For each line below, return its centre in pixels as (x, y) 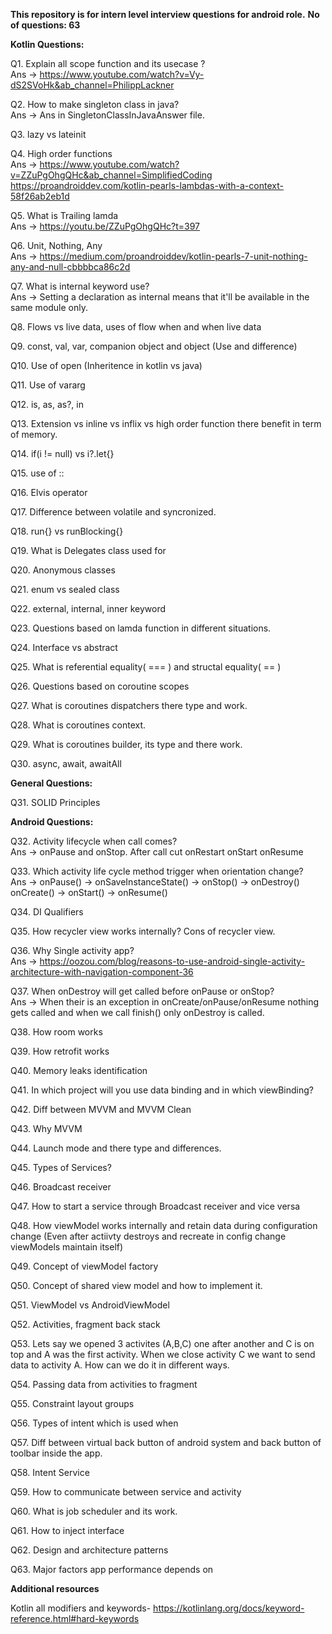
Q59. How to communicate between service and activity (126, 1492)
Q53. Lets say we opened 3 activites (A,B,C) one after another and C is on (162, 1343)
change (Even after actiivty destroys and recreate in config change (148, 1236)
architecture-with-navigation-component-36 (102, 972)
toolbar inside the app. (56, 1453)
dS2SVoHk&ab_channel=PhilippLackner (92, 85)
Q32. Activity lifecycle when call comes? (94, 841)
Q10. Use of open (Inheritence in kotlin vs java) (106, 365)
